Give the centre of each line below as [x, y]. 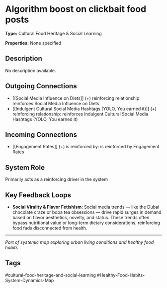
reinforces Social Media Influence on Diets [56, 103]
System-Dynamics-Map [30, 280]
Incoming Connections [41, 135]
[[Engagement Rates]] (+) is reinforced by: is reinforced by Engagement [86, 147]
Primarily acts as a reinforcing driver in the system [57, 179]
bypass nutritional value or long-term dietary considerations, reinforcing [86, 223]
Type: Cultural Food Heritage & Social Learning [53, 33]
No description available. [31, 70]
